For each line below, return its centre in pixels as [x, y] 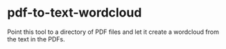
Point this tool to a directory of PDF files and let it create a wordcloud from [113, 32]
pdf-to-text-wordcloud [75, 13]
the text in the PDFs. [36, 39]
